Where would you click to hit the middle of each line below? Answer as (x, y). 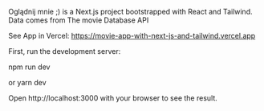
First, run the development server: (65, 51)
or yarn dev (27, 82)
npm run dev (29, 67)
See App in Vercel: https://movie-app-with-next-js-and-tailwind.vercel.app (132, 36)
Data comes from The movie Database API (79, 20)
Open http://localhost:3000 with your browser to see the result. (113, 98)
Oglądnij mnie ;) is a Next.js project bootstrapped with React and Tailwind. (130, 12)
